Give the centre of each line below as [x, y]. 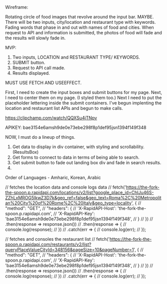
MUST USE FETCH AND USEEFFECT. [43, 83]
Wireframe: [17, 7]
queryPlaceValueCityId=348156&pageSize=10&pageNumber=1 [70, 250]
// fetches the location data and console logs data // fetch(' [66, 187]
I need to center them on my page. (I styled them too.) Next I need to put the [83, 97]
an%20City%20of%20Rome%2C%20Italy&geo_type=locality [69, 203]
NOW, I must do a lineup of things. [40, 137]
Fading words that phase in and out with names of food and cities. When [80, 27]
